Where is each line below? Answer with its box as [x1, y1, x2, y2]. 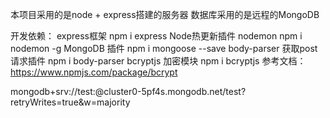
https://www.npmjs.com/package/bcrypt [10, 66, 178, 78]
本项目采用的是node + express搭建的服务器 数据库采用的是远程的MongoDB [10, 9, 320, 20]
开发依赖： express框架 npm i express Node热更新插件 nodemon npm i [10, 30, 303, 42]
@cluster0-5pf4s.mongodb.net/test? [94, 86, 247, 97]
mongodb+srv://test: [10, 86, 96, 97]
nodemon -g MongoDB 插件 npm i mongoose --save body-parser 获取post [10, 43, 318, 54]
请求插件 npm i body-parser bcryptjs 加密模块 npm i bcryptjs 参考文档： [10, 55, 307, 67]
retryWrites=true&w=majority [10, 96, 131, 108]
